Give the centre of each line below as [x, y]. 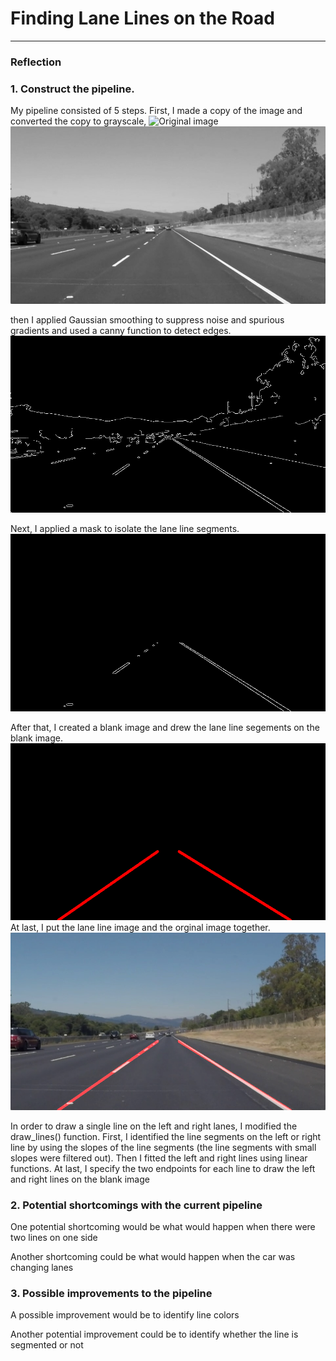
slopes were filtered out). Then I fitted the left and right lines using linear [159, 1158]
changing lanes [42, 1267]
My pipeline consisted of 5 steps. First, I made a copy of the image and [156, 111]
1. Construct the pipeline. [72, 89]
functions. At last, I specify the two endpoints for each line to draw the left [163, 1168]
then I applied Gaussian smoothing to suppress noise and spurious [147, 319]
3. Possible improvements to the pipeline [111, 1293]
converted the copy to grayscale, [78, 121]
